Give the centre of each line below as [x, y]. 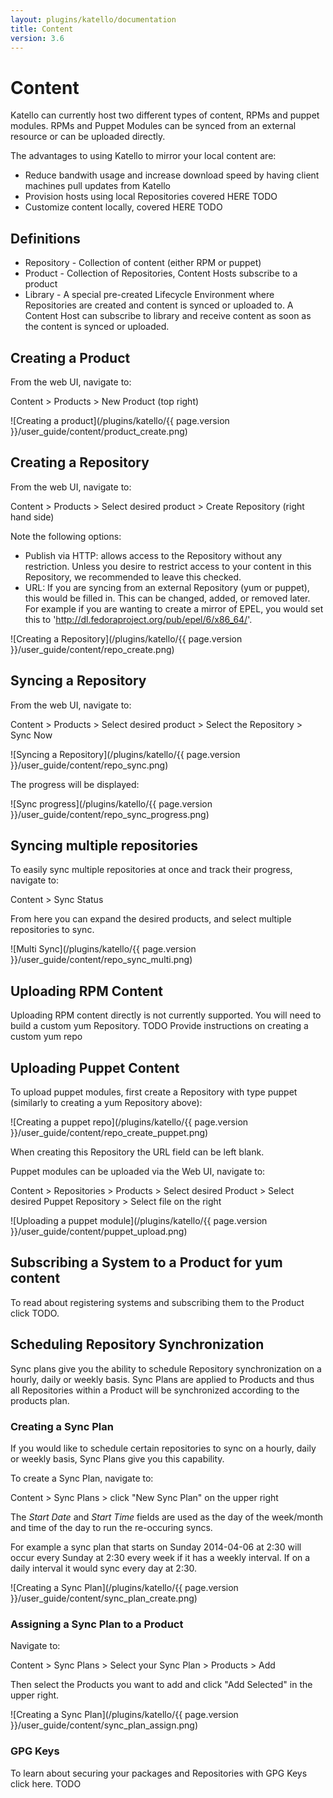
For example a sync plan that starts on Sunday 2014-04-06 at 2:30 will [156, 1547]
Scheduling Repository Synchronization [137, 1344]
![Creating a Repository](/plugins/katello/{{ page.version [126, 638]
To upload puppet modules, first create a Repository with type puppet [154, 1092]
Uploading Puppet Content [95, 1067]
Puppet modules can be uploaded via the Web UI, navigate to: [138, 1171]
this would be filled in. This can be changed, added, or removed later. [167, 598]
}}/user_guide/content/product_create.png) [99, 431]
